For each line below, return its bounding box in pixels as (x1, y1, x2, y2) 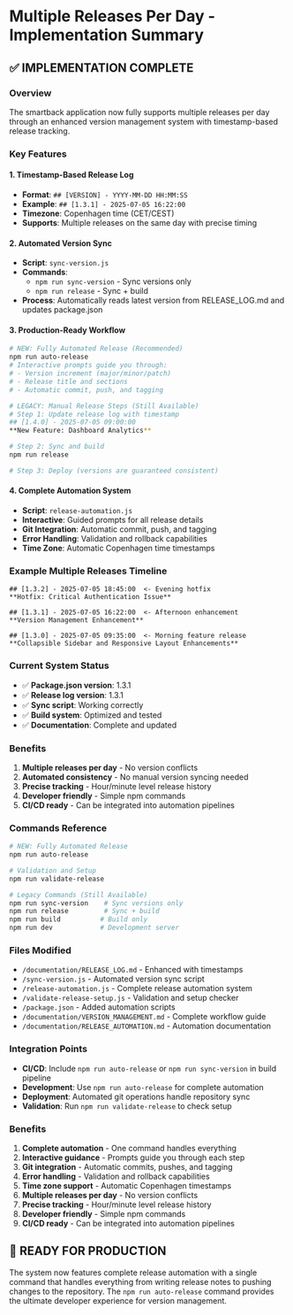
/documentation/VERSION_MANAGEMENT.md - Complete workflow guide (21, 1011, 267, 1022)
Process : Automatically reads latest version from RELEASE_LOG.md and (21, 295, 285, 306)
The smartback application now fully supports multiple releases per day (9, 106, 270, 117)
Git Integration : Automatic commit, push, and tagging (21, 524, 217, 534)
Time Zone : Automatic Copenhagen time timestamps (21, 542, 215, 553)
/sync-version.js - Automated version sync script (21, 973, 205, 984)
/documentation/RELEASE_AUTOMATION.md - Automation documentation (21, 1020, 272, 1032)
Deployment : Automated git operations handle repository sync (21, 1091, 251, 1102)
